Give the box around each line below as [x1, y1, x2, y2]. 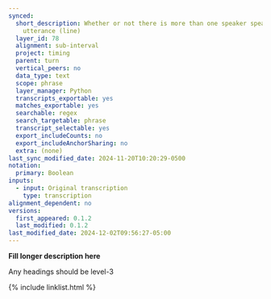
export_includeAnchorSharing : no [15, 139, 128, 147]
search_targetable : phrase [15, 117, 106, 125]
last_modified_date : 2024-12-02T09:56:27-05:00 [8, 229, 172, 238]
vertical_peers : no [15, 64, 81, 73]
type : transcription [23, 191, 92, 200]
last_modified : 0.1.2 [15, 222, 89, 230]
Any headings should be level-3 [8, 267, 115, 276]
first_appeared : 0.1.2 [15, 214, 92, 222]
